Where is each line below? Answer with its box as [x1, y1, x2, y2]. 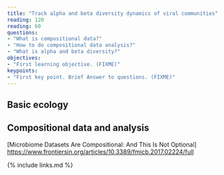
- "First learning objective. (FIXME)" [7, 61, 121, 68]
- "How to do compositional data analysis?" [7, 42, 136, 49]
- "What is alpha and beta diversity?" [7, 49, 121, 55]
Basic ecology [7, 98, 69, 110]
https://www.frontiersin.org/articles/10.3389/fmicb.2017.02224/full [7, 148, 195, 156]
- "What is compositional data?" [7, 36, 102, 42]
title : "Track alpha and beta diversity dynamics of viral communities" [7, 10, 219, 17]
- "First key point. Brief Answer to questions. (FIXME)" [7, 73, 176, 81]
